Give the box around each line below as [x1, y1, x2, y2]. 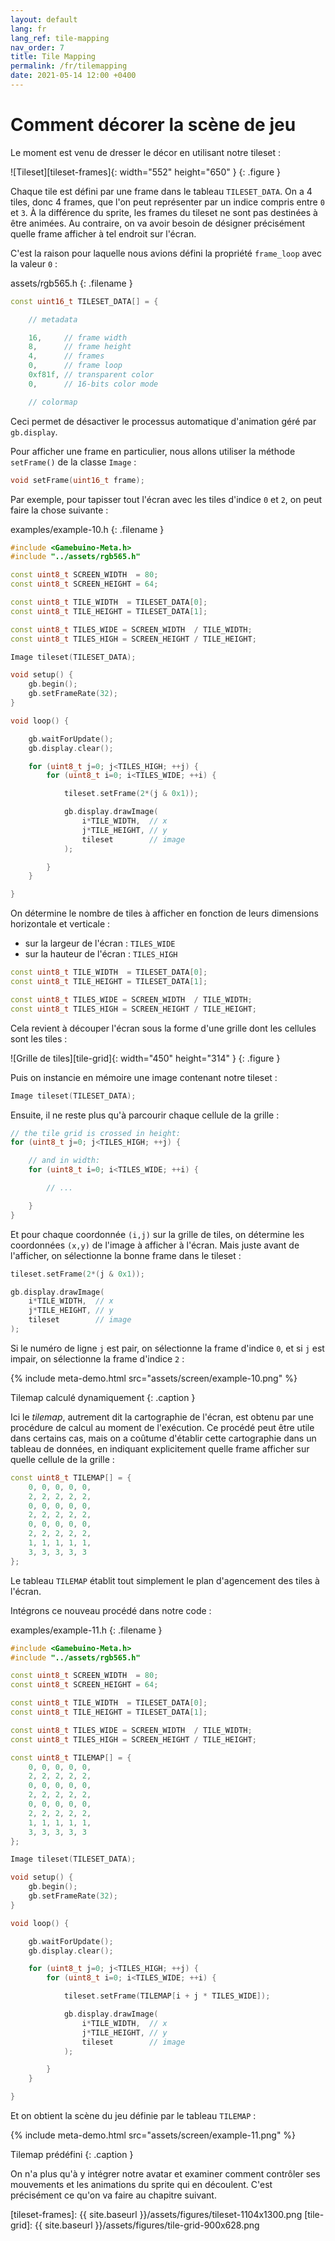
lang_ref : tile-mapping [10, 33, 110, 43]
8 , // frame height [28, 342, 132, 352]
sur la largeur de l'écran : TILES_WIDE [24, 937, 176, 950]
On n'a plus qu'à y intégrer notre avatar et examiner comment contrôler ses [10, 2168, 321, 2180]
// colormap [28, 397, 78, 407]
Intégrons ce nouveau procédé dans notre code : [10, 1604, 212, 1616]
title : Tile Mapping [10, 52, 97, 62]
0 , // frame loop [28, 361, 123, 371]
